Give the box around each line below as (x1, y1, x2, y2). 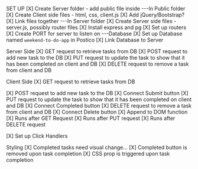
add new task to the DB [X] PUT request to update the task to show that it (6, 54, 185, 61)
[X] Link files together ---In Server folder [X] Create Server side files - (6, 18, 177, 24)
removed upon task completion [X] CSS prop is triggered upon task (6, 150, 170, 157)
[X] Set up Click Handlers (6, 132, 68, 139)
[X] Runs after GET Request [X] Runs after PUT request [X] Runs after (6, 115, 176, 122)
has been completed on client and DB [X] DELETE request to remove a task (6, 60, 189, 67)
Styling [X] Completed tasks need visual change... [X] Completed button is (6, 144, 187, 151)
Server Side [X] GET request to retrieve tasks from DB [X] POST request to (6, 48, 188, 55)
